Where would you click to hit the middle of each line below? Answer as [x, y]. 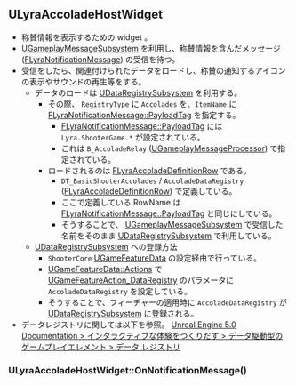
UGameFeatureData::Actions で [105, 269]
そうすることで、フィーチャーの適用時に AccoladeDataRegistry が [168, 302]
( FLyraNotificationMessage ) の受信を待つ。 [100, 59]
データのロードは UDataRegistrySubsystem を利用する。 [138, 92]
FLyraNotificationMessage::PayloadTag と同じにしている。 [169, 213]
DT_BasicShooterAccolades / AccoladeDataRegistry [152, 180]
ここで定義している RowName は [121, 202]
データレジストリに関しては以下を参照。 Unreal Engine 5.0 [128, 325]
